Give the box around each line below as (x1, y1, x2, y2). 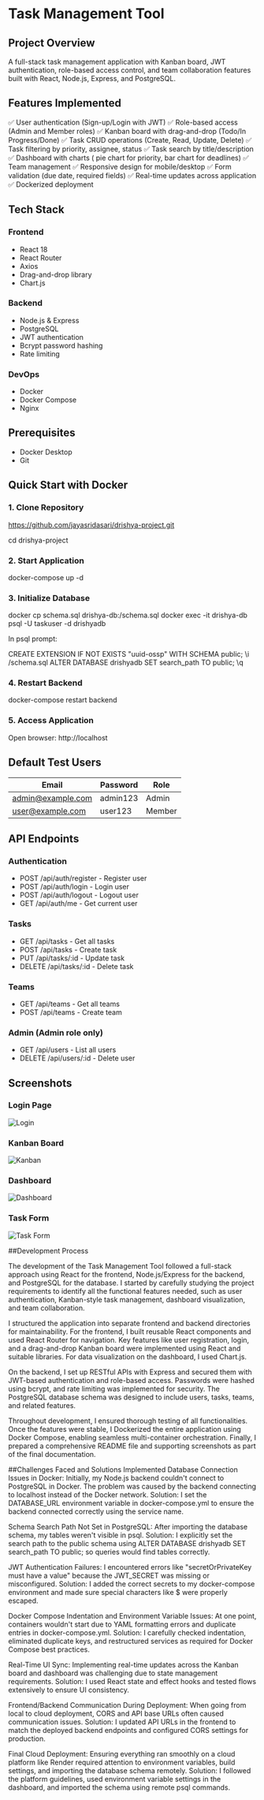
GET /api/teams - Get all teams (19, 999, 121, 1008)
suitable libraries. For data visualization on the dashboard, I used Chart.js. (8, 1351, 247, 1361)
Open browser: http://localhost (8, 732, 108, 742)
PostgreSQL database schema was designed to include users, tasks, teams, (8, 1392, 255, 1402)
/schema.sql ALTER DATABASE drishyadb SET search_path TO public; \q (8, 658, 244, 667)
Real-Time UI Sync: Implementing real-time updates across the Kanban (8, 1660, 239, 1669)
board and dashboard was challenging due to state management (8, 1668, 218, 1678)
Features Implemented (8, 96, 122, 110)
